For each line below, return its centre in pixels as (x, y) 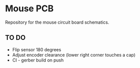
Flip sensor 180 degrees (37, 49)
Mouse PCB (30, 9)
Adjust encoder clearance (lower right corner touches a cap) (74, 55)
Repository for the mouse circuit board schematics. (57, 22)
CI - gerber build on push (38, 60)
